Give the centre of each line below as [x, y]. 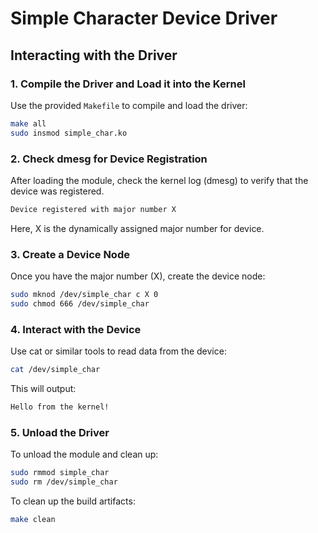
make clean [33, 519]
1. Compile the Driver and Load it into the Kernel [128, 84]
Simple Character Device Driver [144, 18]
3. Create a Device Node [70, 254]
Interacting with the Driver [94, 55]
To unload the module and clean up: [84, 454]
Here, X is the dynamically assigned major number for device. [137, 228]
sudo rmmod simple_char [60, 473]
